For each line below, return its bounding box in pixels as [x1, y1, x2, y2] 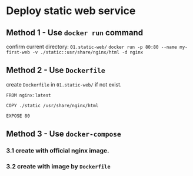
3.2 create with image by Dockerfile [6, 162, 111, 171]
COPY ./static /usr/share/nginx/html [6, 102, 99, 108]
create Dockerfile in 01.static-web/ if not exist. [6, 81, 122, 88]
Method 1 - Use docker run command [6, 28, 143, 38]
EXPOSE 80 [6, 113, 31, 119]
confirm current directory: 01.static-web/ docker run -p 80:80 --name [6, 43, 178, 50]
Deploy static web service [6, 4, 136, 18]
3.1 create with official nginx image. [6, 147, 110, 155]
